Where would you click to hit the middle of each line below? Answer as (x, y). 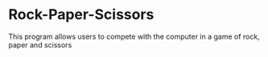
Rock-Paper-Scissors (81, 15)
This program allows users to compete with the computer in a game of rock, (134, 36)
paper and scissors (40, 44)
